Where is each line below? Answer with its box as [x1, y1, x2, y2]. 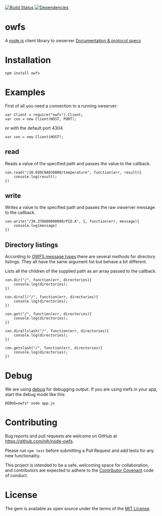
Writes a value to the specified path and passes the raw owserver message [5, 205, 155, 210]
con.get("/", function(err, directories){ [5, 311, 92, 317]
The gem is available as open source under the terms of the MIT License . [5, 506, 151, 512]
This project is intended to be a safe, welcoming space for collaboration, [5, 462, 149, 468]
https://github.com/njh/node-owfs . [5, 438, 74, 444]
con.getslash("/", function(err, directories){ [5, 345, 103, 351]
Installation [5, 55, 51, 66]
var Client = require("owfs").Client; [5, 112, 83, 117]
